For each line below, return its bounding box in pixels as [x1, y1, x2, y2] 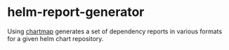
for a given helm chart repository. [7, 34, 104, 42]
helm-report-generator [7, 4, 145, 20]
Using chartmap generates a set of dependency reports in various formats [7, 27, 223, 35]
